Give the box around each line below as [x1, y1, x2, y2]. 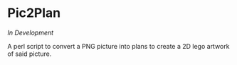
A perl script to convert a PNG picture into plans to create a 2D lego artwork [7, 42, 230, 50]
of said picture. [7, 49, 52, 58]
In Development [7, 28, 54, 37]
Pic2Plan [7, 5, 61, 21]
